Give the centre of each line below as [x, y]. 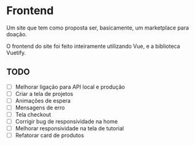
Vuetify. [16, 52]
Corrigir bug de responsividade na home [67, 122]
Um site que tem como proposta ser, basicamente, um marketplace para [97, 28]
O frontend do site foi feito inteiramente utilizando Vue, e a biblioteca [93, 46]
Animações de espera [43, 100]
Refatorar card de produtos [50, 135]
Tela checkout [33, 115]
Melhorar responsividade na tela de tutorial [70, 128]
